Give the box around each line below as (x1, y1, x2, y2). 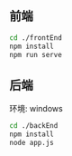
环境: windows (9, 103, 63, 114)
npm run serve (9, 50, 63, 59)
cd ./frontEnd (9, 33, 63, 43)
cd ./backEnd (9, 122, 58, 131)
